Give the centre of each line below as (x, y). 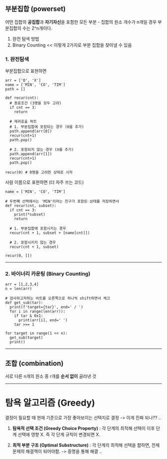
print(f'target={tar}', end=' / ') (46, 307)
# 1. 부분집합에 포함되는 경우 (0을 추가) (47, 127)
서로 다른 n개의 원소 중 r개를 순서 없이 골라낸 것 (51, 376)
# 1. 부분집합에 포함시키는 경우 (38, 229)
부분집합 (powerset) (36, 9)
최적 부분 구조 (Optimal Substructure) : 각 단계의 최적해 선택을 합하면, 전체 (86, 445)
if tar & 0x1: (29, 316)
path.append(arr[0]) (31, 131)
